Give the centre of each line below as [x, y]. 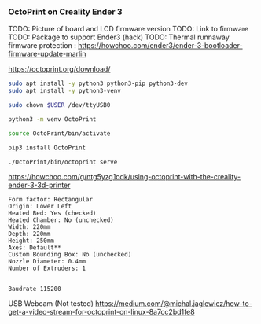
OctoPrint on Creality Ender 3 [65, 12]
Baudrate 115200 [35, 289]
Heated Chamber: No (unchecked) [61, 220]
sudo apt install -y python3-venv [65, 91]
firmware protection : [42, 46]
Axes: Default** [35, 248]
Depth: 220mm [29, 234]
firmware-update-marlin [47, 54]
